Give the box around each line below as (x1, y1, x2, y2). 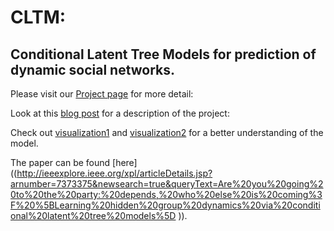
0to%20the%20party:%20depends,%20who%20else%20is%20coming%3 (10, 189, 323, 200)
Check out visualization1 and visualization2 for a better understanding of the (10, 127, 324, 138)
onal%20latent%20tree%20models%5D (10, 210, 177, 221)
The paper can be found (10, 157, 111, 168)
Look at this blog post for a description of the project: (10, 107, 230, 119)
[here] (112, 157, 138, 168)
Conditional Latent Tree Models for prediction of (10, 46, 317, 63)
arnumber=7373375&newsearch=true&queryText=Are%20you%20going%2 (10, 178, 324, 190)
